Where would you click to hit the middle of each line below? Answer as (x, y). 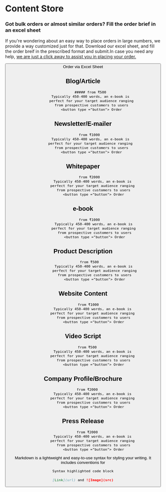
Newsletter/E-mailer (83, 124)
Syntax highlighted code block (83, 471)
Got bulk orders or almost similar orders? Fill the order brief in (81, 24)
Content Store (35, 9)
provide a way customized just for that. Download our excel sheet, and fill (80, 46)
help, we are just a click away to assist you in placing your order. (71, 57)
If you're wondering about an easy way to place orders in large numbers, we (83, 41)
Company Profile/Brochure (83, 379)
